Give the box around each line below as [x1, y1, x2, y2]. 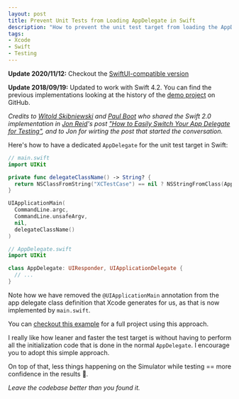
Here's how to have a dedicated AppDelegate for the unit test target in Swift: [8, 140, 228, 149]
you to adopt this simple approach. [8, 348, 110, 356]
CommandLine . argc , [14, 206, 70, 213]
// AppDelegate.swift [8, 245, 72, 252]
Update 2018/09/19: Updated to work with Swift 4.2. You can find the [8, 83, 212, 91]
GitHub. [8, 98, 30, 106]
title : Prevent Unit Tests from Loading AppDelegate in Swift [8, 17, 196, 24]
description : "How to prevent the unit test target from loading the [8, 23, 218, 30]
